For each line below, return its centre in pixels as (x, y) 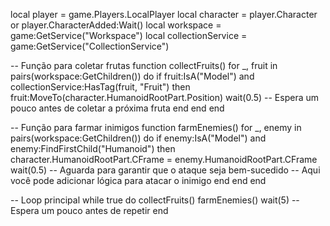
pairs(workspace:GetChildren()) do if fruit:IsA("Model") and (132, 76)
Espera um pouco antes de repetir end (89, 210)
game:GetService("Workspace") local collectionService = (129, 35)
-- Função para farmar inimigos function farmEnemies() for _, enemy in (156, 127)
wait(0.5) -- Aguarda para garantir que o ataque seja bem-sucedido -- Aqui (165, 170)
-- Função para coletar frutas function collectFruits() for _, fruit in (144, 65)
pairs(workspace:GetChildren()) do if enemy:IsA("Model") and (138, 138)
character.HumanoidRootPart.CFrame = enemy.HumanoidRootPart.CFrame (164, 159)
